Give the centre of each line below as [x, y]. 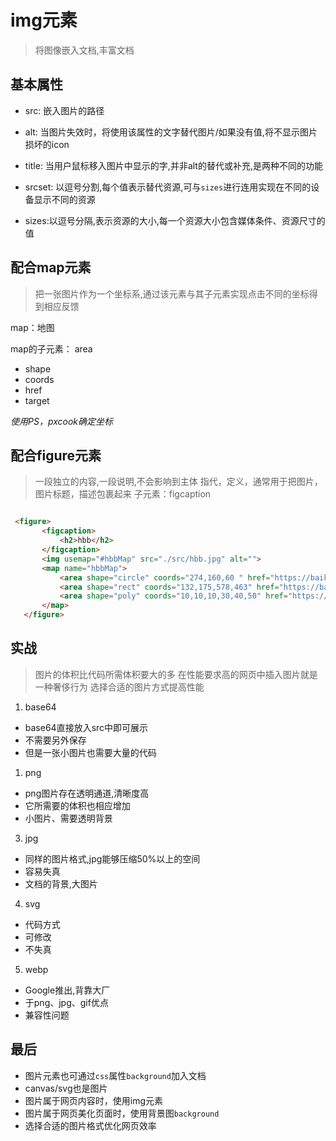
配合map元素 [51, 267]
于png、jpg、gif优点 [66, 1002]
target [37, 400]
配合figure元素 [56, 455]
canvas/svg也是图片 [66, 1088]
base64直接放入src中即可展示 [86, 727]
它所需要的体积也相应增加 [77, 805]
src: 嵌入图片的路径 [64, 110]
